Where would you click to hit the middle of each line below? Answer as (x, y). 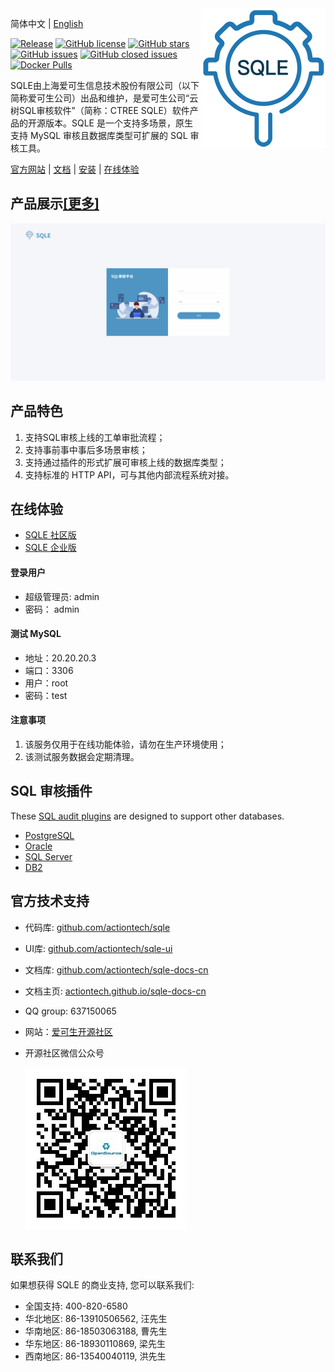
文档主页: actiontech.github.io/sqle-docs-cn (115, 991)
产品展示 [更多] (55, 203)
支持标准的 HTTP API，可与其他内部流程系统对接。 (129, 474)
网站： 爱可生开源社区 (68, 1031)
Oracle (38, 846)
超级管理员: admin (62, 596)
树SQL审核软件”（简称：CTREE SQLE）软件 (100, 110)
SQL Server (48, 856)
